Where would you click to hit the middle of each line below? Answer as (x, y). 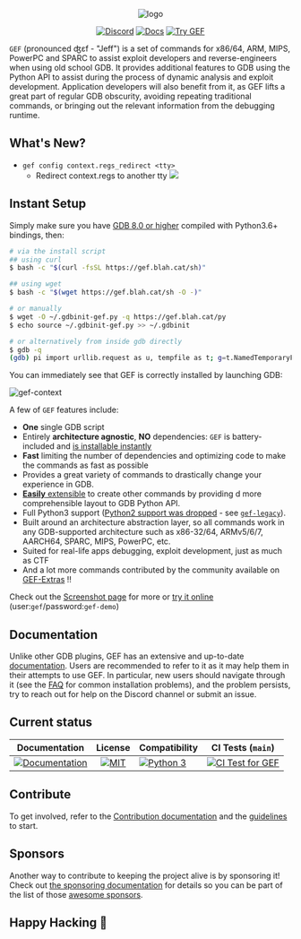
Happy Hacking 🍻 (58, 922)
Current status (51, 723)
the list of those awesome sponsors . (76, 894)
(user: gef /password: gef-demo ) (64, 607)
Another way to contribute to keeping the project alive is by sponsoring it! (145, 875)
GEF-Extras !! (47, 580)
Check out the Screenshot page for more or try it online (112, 597)
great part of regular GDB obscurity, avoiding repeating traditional (131, 96)
